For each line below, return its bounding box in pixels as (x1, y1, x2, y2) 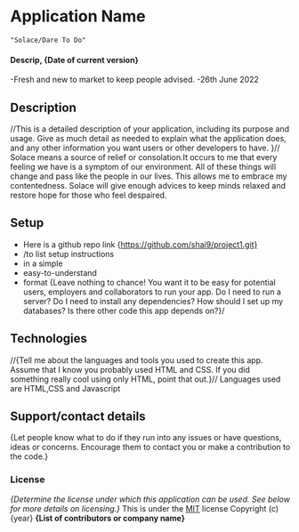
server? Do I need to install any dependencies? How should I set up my (22, 295, 284, 306)
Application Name (10, 6, 146, 27)
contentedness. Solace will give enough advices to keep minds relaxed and (10, 180, 286, 190)
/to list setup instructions (22, 248, 115, 259)
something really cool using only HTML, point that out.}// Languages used (10, 374, 281, 384)
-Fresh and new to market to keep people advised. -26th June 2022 (10, 74, 259, 85)
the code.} (10, 451, 49, 462)
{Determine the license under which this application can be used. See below (10, 494, 290, 504)
